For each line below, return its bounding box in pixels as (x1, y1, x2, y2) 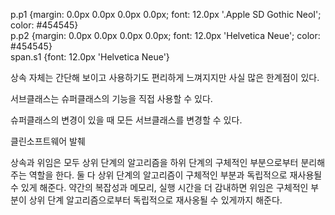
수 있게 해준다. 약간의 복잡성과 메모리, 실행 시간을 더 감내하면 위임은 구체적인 (10, 182, 309, 193)
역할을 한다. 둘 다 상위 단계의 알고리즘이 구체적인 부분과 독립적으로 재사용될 (28, 169, 323, 181)
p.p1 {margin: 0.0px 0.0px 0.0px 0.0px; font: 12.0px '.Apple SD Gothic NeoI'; (10, 9, 322, 20)
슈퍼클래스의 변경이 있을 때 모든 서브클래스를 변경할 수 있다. (10, 114, 243, 126)
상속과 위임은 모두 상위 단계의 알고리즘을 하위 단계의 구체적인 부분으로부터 (10, 157, 299, 168)
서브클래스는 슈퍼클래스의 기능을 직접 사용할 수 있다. (10, 93, 213, 104)
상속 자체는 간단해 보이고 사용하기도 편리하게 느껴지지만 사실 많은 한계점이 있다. (10, 72, 320, 83)
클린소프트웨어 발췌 (10, 135, 86, 147)
